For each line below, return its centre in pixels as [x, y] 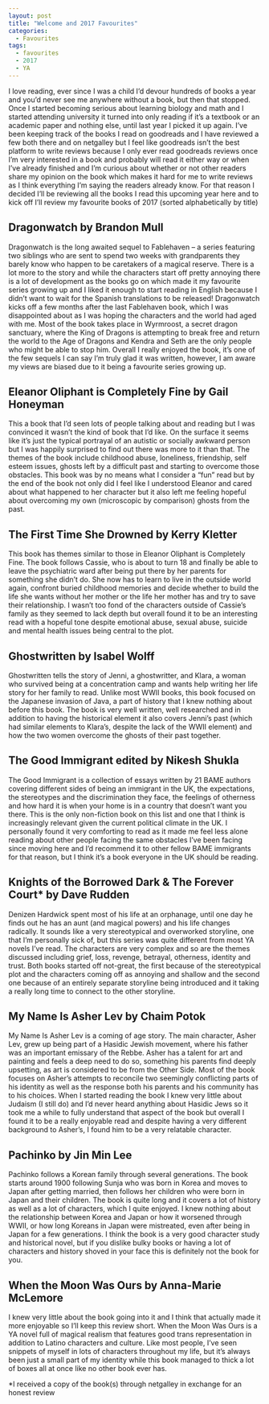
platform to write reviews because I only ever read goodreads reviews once [133, 150]
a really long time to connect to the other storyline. [92, 991]
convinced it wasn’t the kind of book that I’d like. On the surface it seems [128, 432]
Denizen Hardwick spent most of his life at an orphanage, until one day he [130, 914]
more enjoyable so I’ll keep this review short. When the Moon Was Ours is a [133, 1326]
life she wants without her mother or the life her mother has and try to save [132, 597]
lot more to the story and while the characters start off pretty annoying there [134, 272]
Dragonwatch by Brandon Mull [86, 227]
